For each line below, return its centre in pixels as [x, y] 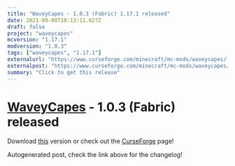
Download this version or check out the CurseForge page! [91, 141]
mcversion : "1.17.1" [37, 40]
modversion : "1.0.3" [37, 46]
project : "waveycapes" [40, 33]
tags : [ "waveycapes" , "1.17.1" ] [54, 53]
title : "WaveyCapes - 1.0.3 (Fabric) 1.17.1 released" [89, 14]
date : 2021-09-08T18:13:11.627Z [54, 20]
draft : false [26, 27]
